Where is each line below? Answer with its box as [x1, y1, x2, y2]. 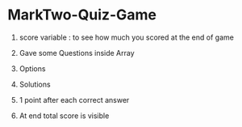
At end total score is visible [19, 111, 110, 121]
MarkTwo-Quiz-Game [7, 6, 156, 24]
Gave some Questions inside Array [19, 48, 135, 57]
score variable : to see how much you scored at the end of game [19, 32, 235, 42]
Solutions [19, 79, 51, 89]
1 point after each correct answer [19, 95, 130, 104]
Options [19, 63, 46, 74]
